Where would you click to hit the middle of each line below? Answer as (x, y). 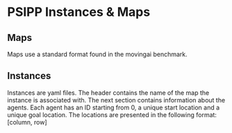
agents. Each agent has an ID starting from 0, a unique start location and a (114, 107)
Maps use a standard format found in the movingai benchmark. (97, 54)
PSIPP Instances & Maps (79, 12)
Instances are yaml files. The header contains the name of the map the (108, 92)
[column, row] (27, 122)
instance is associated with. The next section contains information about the (116, 100)
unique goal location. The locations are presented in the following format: (112, 114)
